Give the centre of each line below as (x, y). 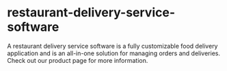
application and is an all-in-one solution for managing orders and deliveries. (114, 53)
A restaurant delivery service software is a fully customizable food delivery (112, 46)
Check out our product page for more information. (78, 60)
